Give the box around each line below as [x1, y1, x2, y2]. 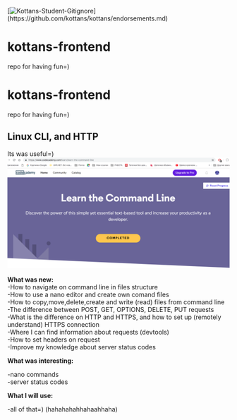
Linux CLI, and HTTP [7, 131, 99, 143]
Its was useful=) [7, 149, 54, 158]
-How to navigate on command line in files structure [7, 282, 159, 291]
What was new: [7, 275, 54, 284]
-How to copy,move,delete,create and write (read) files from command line [7, 297, 225, 306]
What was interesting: [7, 356, 74, 365]
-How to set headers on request [7, 335, 100, 344]
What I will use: [7, 391, 54, 400]
